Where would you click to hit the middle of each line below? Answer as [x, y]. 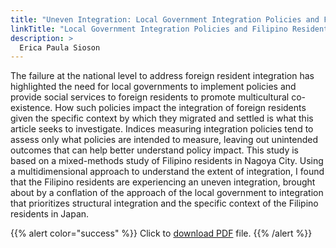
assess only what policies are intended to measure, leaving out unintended [164, 140]
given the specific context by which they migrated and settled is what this [162, 118]
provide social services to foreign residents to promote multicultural [150, 97]
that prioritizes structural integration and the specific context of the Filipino [164, 203]
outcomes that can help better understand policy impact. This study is [154, 150]
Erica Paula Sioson [60, 47]
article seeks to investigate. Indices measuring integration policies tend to [162, 129]
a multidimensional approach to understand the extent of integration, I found [167, 172]
